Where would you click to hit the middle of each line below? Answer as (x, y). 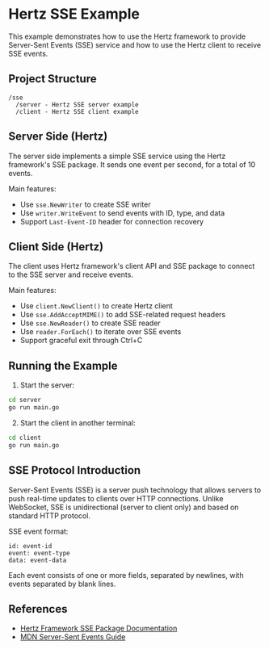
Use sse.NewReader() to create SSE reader (90, 323)
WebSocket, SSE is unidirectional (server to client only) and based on (124, 507)
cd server (25, 400)
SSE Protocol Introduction (75, 470)
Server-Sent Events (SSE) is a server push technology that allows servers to (134, 490)
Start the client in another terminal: (78, 423)
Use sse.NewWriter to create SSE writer (85, 204)
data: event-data (38, 560)
